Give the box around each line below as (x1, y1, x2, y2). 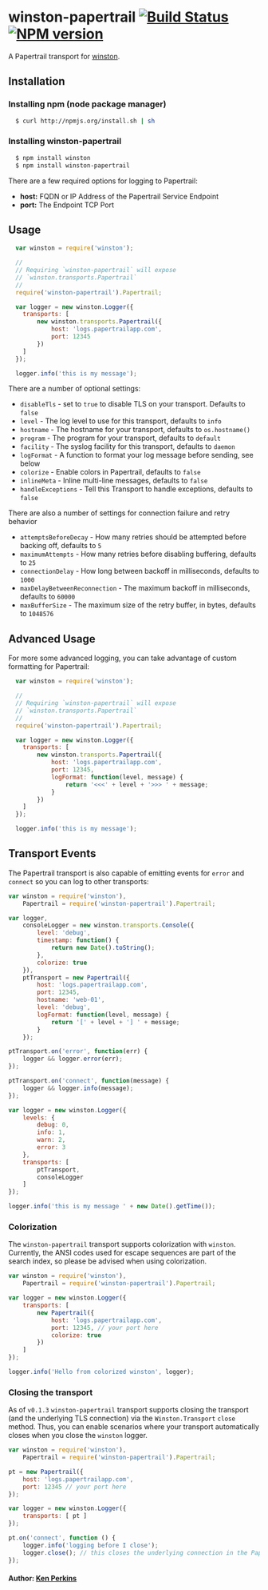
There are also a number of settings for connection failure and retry (8, 508, 230, 518)
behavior (8, 517, 37, 527)
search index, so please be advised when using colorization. (8, 1256, 207, 1266)
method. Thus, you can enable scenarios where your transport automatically (8, 1422, 259, 1432)
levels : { (22, 1113, 56, 1122)
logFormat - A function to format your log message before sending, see (19, 451, 254, 460)
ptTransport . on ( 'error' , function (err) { (8, 1047, 148, 1055)
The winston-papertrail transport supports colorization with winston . (8, 1240, 236, 1249)
